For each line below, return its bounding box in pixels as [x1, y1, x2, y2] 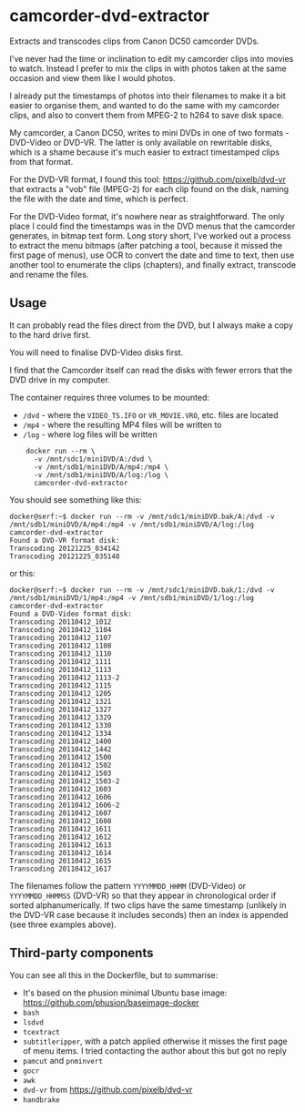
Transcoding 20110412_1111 [9, 657, 112, 666]
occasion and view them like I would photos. [9, 72, 176, 83]
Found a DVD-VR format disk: [9, 536, 120, 545]
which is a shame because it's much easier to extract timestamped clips [9, 147, 280, 158]
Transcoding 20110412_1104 [9, 625, 112, 634]
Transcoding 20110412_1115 [9, 680, 112, 690]
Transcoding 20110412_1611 [9, 824, 112, 833]
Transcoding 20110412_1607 [9, 808, 112, 818]
